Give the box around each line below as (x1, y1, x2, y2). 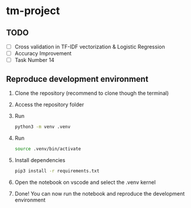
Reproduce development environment (6, 74, 149, 84)
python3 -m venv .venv (14, 124, 71, 130)
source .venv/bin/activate (14, 146, 81, 151)
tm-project (6, 4, 60, 18)
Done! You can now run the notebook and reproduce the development (14, 190, 185, 197)
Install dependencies (14, 156, 66, 163)
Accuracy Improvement (14, 50, 72, 57)
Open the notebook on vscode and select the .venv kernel (14, 179, 156, 186)
